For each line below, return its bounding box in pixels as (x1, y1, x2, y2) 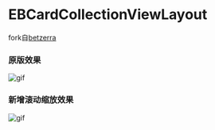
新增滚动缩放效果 (8, 94, 74, 105)
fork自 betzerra (8, 32, 57, 42)
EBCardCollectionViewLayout (8, 6, 208, 24)
